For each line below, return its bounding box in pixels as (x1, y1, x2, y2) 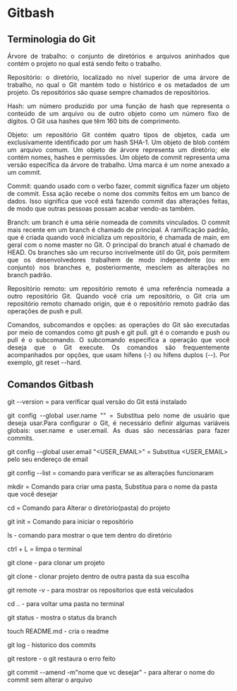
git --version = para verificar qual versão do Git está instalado (7, 397, 187, 406)
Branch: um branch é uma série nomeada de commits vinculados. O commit (7, 218, 230, 226)
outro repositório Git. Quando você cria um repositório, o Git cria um (7, 292, 230, 300)
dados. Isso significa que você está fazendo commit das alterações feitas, (7, 197, 230, 205)
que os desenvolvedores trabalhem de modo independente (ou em (7, 256, 230, 264)
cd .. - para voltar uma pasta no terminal (7, 599, 125, 608)
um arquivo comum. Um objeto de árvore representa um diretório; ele (7, 146, 230, 153)
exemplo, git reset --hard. (7, 359, 83, 366)
